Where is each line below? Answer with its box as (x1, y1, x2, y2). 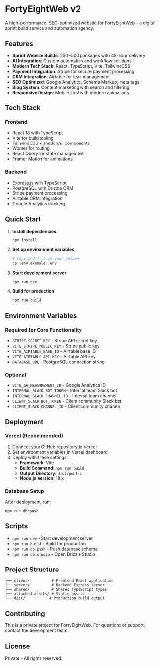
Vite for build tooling (12, 135, 54, 141)
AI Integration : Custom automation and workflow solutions (12, 58, 132, 64)
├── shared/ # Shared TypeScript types (5, 587, 107, 592)
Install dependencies (12, 228, 57, 234)
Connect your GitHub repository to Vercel (12, 444, 97, 450)
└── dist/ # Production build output (5, 596, 105, 601)
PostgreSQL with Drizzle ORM (12, 185, 74, 191)
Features (5, 40, 33, 48)
